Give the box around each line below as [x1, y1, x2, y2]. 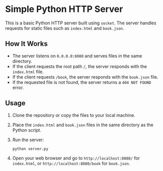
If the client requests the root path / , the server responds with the [12, 63, 147, 69]
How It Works [5, 40, 48, 48]
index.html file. [12, 69, 44, 75]
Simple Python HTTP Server [5, 3, 123, 15]
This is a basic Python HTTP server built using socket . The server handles [5, 20, 157, 26]
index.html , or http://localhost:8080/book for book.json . [12, 161, 130, 167]
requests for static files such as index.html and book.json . [5, 25, 124, 31]
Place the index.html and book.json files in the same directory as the [12, 122, 154, 128]
